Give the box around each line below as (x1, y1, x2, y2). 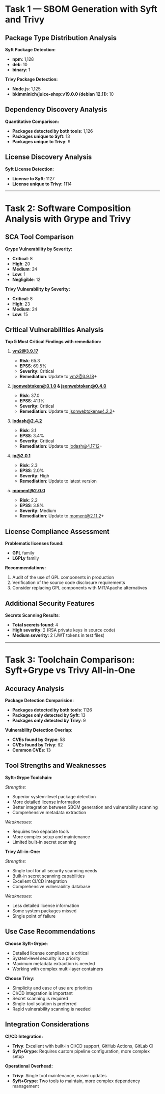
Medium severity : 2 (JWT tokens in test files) (12, 632, 105, 638)
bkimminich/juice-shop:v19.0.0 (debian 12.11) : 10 (12, 91, 114, 97)
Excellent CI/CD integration (12, 878, 67, 884)
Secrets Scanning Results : (5, 612, 60, 618)
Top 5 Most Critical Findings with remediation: (5, 339, 102, 345)
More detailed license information (12, 799, 81, 805)
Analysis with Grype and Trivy (5, 213, 131, 224)
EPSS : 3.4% (19, 433, 44, 439)
